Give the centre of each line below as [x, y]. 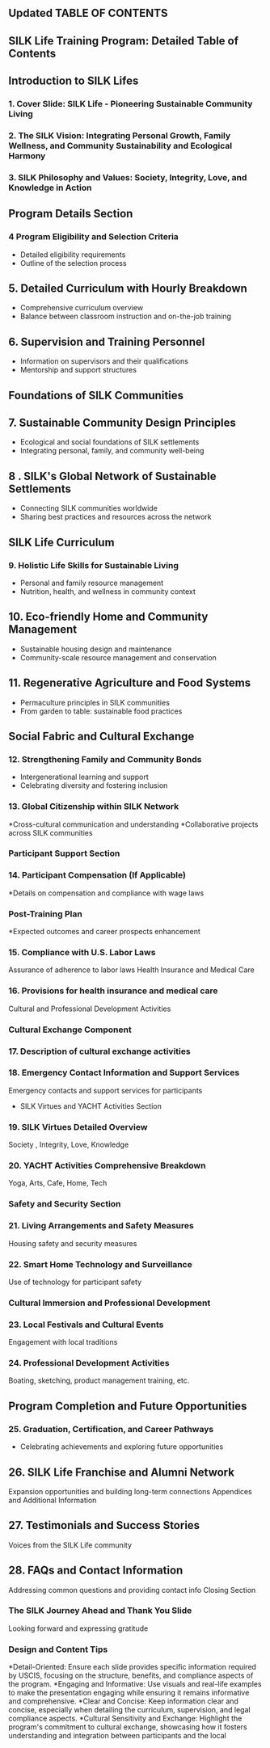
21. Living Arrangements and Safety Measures [101, 1226]
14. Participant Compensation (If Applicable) [97, 875]
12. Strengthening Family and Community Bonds [105, 759]
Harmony [27, 156]
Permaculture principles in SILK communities [95, 702]
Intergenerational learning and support [84, 777]
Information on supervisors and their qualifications [104, 361]
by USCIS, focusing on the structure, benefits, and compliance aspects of [131, 1675]
